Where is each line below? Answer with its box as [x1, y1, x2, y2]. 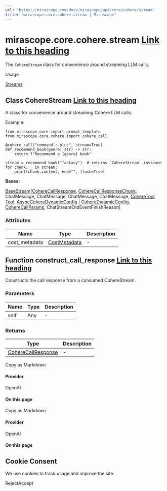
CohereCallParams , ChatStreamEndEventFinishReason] [5, 204, 121, 210]
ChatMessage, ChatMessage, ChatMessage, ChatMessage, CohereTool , [5, 194, 156, 200]
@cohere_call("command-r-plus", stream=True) [5, 143, 103, 148]
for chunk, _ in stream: [5, 165, 58, 170]
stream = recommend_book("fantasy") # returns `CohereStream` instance [5, 161, 162, 166]
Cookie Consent [5, 457, 57, 466]
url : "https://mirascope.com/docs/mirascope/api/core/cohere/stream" [5, 7, 155, 13]
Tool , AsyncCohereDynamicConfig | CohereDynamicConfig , [5, 199, 131, 205]
